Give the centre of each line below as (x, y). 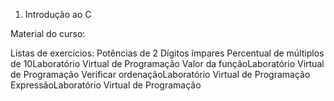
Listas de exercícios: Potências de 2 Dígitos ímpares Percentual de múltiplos (167, 53)
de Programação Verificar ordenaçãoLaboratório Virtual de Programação (160, 74)
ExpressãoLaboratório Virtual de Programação (106, 85)
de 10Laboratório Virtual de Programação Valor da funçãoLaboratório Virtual (167, 63)
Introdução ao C (58, 14)
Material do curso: (48, 33)
